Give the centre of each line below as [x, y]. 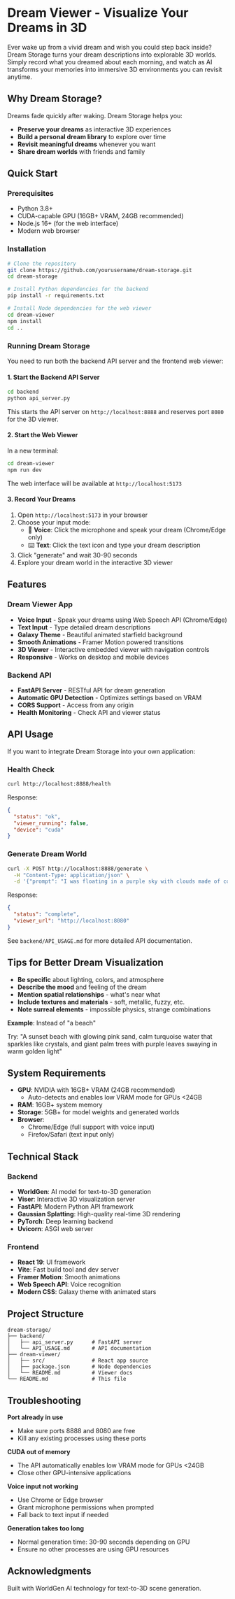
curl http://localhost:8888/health [59, 784]
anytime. [20, 77]
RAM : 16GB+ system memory [60, 1105]
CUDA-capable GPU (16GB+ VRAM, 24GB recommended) [100, 216]
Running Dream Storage [49, 346]
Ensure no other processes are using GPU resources [93, 1549]
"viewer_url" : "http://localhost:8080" [72, 921]
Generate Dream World [47, 854]
